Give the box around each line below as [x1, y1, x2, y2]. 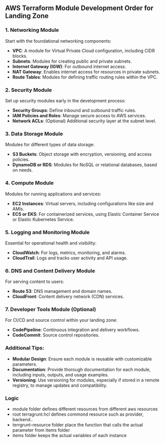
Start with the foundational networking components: [5, 38, 111, 44]
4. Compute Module [5, 179, 54, 186]
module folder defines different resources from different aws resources [12, 406, 158, 412]
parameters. [12, 361, 38, 367]
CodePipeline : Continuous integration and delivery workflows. [12, 327, 140, 333]
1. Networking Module [5, 27, 59, 34]
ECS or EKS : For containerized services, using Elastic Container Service [12, 211, 160, 217]
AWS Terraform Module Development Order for [5, 4, 154, 12]
